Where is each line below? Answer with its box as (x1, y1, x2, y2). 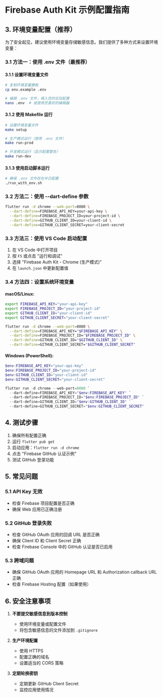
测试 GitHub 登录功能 (12, 457, 54, 462)
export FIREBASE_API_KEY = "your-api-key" (5, 302, 88, 307)
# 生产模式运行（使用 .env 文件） (5, 136, 66, 141)
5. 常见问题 (5, 473, 38, 481)
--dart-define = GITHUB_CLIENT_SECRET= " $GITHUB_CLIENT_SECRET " (9, 342, 136, 347)
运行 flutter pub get (12, 439, 55, 444)
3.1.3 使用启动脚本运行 (5, 165, 50, 171)
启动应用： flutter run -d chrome (12, 444, 80, 450)
